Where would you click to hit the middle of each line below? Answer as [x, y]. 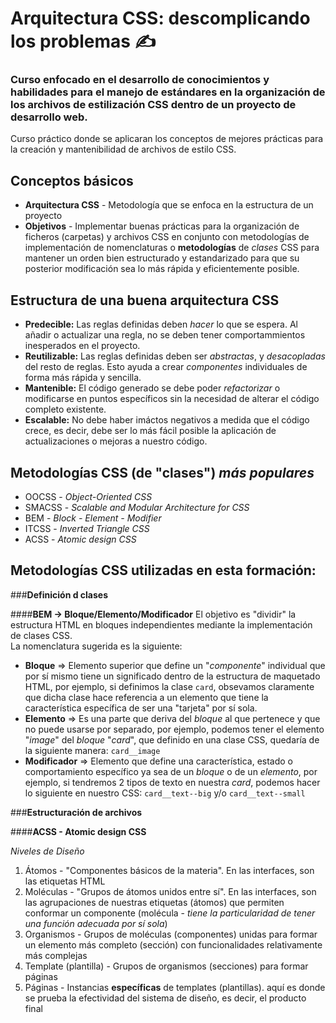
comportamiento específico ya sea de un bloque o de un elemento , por [171, 771]
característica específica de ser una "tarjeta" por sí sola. [141, 708]
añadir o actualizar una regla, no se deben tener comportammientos [165, 335]
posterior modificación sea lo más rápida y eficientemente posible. [162, 269]
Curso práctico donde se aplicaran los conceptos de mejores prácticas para [167, 139]
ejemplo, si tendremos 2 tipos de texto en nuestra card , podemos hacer [172, 782]
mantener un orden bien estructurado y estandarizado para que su [162, 258]
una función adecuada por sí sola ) [96, 923]
